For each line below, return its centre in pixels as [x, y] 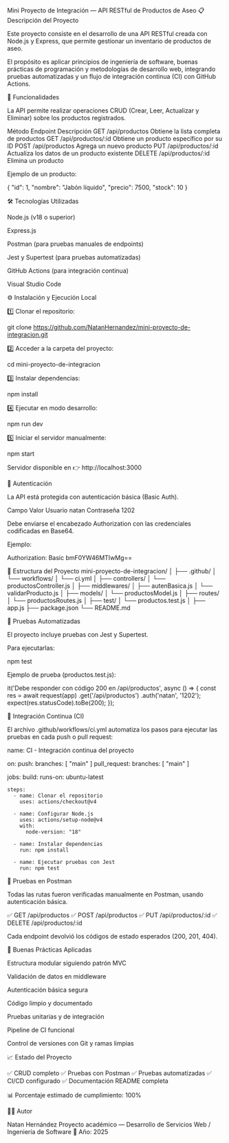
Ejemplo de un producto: [42, 174]
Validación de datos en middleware [57, 976]
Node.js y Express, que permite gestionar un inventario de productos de [109, 41]
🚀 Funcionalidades [33, 97]
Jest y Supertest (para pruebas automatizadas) [74, 257]
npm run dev [25, 424]
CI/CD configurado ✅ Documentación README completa [88, 1081]
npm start [21, 454]
